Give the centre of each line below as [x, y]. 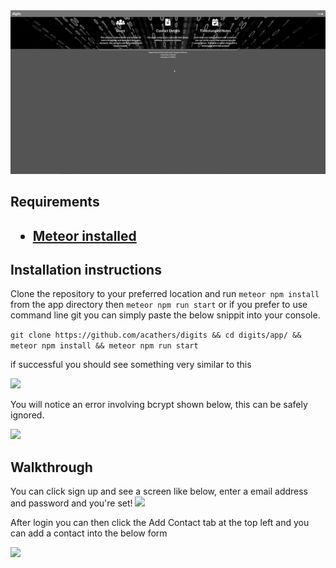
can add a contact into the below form [89, 533]
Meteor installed [84, 235]
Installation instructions [86, 270]
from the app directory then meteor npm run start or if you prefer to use [159, 305]
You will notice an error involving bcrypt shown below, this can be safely [159, 405]
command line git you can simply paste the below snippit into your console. [165, 315]
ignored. [27, 415]
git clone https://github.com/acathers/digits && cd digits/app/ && [156, 335]
